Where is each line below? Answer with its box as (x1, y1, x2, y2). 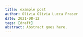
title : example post (5, 7, 47, 12)
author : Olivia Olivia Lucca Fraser (5, 12, 78, 16)
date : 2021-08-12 (5, 16, 40, 21)
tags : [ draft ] (5, 20, 34, 25)
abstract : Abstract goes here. (5, 25, 68, 30)
